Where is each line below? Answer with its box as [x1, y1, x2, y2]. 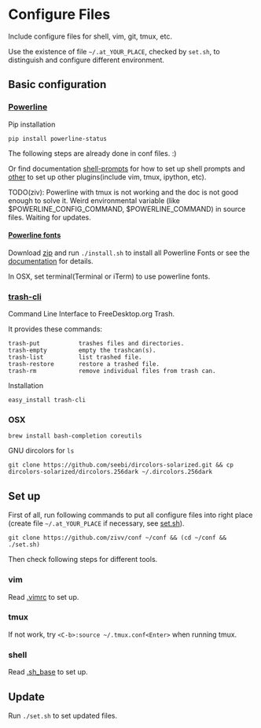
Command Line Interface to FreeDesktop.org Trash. [8, 309, 175, 319]
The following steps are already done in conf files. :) [8, 148, 177, 158]
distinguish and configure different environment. [8, 55, 165, 65]
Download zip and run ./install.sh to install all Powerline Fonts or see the [8, 248, 250, 257]
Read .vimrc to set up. [8, 592, 79, 601]
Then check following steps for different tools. [8, 555, 158, 564]
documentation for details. [8, 256, 94, 265]
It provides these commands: [8, 324, 103, 334]
